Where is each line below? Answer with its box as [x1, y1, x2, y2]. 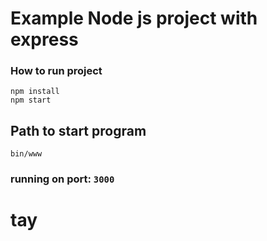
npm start [10, 95, 52, 106]
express [10, 28, 79, 51]
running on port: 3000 [10, 172, 115, 186]
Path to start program [10, 122, 147, 139]
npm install [10, 87, 60, 97]
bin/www [10, 149, 43, 159]
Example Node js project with [10, 7, 258, 30]
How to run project [10, 64, 103, 78]
